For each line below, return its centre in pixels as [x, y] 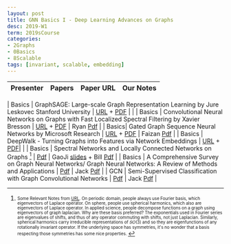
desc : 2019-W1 [27, 26]
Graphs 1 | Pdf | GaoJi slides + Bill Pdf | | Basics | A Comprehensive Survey [113, 156]
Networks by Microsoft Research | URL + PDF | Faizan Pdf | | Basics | [105, 133]
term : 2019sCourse [33, 33]
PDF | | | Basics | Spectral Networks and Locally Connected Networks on [109, 148]
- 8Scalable [24, 58]
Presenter [27, 88]
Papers [62, 88]
